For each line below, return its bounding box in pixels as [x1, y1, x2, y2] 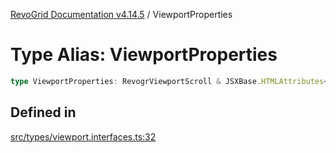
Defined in [10, 104, 77, 121]
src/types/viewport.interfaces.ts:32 [10, 130, 157, 143]
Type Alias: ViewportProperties [10, 44, 278, 66]
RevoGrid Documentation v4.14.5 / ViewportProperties [10, 9, 233, 20]
